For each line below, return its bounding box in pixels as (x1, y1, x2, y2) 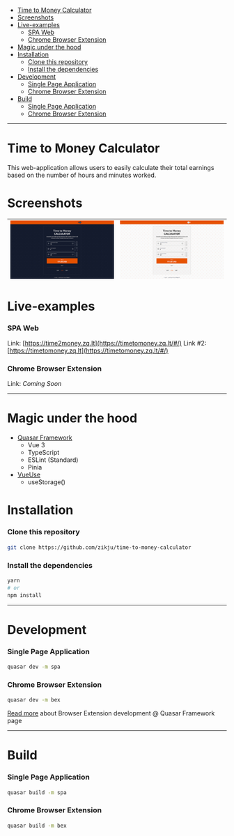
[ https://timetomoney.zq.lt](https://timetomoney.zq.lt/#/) (7, 346, 169, 355)
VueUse (17, 470, 40, 479)
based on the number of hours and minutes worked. (7, 171, 157, 179)
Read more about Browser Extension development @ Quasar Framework (7, 709, 215, 718)
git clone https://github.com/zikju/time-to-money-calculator (7, 543, 192, 551)
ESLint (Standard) (27, 456, 79, 464)
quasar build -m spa (7, 789, 68, 796)
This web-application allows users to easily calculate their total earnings (7, 163, 214, 171)
